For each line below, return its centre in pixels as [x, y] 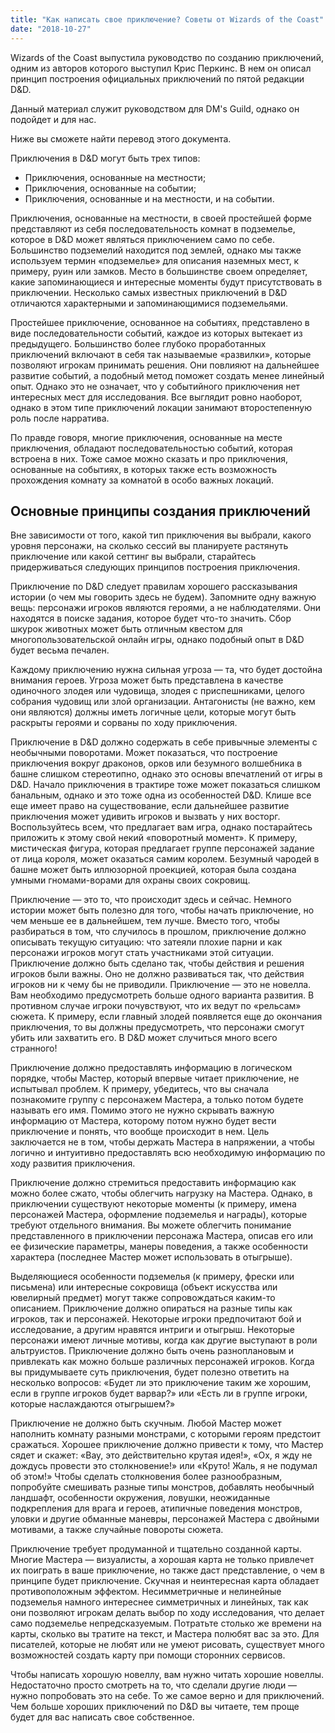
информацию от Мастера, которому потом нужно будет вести [143, 1121]
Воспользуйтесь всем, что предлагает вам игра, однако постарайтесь [161, 827]
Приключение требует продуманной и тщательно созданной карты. [156, 1549]
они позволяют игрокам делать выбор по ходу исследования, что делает [167, 1613]
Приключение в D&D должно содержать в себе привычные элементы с [164, 742]
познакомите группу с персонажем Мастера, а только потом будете [157, 1100]
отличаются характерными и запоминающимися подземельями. [149, 303]
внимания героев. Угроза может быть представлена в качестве [147, 680]
